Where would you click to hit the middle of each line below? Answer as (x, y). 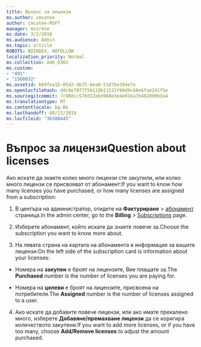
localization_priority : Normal (45, 57)
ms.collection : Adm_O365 (37, 62)
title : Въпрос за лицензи (39, 12)
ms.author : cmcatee (31, 18)
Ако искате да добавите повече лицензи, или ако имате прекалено (101, 312)
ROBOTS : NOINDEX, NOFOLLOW (40, 51)
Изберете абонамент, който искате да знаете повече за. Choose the (102, 227)
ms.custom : (20, 68)
